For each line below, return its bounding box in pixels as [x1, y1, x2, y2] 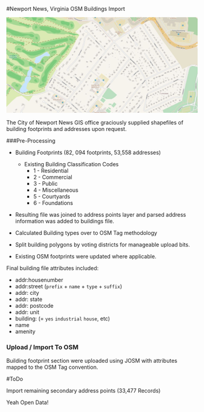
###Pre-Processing [6, 137, 56, 144]
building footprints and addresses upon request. [6, 126, 127, 133]
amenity [15, 328, 36, 336]
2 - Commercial [33, 174, 73, 181]
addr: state [15, 295, 42, 303]
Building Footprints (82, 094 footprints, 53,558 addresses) [15, 149, 161, 157]
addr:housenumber [15, 276, 64, 284]
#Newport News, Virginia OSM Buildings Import [6, 5, 126, 12]
